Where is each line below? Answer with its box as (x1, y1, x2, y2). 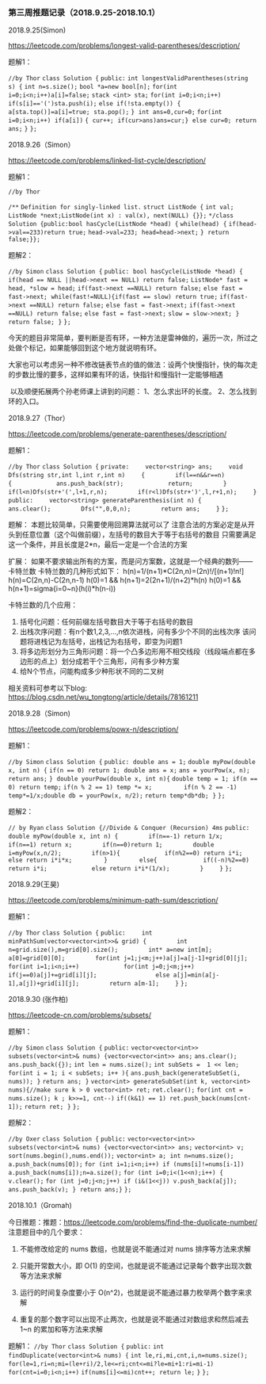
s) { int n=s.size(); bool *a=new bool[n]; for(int (8, 83, 178, 91)
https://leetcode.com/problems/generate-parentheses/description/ (8, 430, 227, 439)
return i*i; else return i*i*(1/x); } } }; (8, 865, 233, 873)
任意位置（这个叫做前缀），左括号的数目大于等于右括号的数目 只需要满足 (21, 530, 256, 540)
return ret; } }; (24, 1103, 81, 1111)
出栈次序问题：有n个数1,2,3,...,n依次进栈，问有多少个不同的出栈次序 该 (19, 627, 249, 637)
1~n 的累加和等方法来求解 (19, 1325, 103, 1334)
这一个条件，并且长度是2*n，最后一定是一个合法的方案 (8, 540, 188, 549)
